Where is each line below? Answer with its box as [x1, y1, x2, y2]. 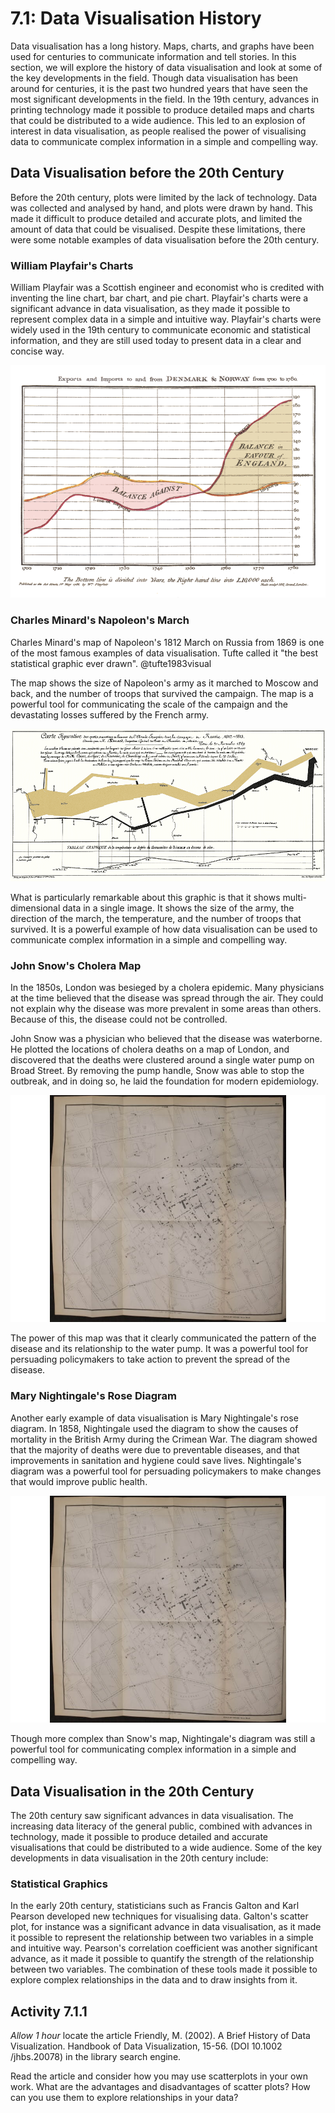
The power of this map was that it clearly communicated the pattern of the [10, 1332, 317, 1344]
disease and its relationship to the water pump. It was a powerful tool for [10, 1343, 309, 1355]
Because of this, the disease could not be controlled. [10, 1013, 228, 1025]
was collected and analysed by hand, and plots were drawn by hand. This [10, 202, 313, 214]
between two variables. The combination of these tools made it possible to [10, 1963, 318, 1976]
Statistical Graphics [10, 1877, 108, 1891]
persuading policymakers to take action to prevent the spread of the [10, 1353, 291, 1366]
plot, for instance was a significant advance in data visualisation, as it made [10, 1921, 322, 1933]
